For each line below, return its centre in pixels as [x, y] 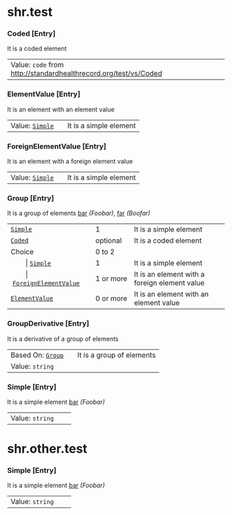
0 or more [112, 299]
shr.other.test [47, 449]
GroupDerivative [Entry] [48, 324]
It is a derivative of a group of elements [63, 339]
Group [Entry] [31, 198]
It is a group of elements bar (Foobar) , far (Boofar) [79, 213]
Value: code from [37, 65]
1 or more [112, 279]
